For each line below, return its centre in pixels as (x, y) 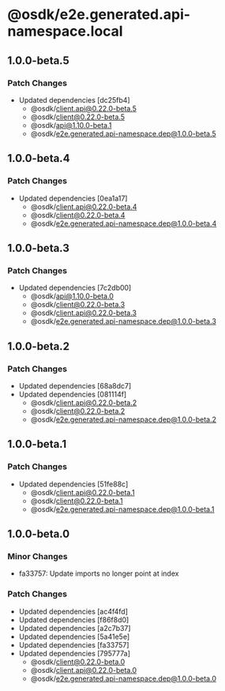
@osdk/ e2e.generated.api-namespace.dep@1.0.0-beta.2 (124, 419)
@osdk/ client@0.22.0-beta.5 (78, 117)
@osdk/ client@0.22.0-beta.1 (77, 501)
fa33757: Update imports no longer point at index (99, 573)
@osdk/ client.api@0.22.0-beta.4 (84, 206)
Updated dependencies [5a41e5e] (74, 637)
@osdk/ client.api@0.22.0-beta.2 (84, 402)
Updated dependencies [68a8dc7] (75, 385)
